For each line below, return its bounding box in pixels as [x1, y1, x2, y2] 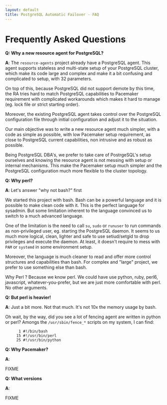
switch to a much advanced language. [5, 213, 84, 219]
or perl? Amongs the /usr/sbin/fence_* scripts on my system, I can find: [5, 319, 155, 325]
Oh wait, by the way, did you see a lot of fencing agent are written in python [5, 314, 161, 320]
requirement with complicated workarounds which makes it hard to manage [5, 96, 161, 102]
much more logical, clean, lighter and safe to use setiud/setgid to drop [5, 234, 150, 240]
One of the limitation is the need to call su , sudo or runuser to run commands [5, 223, 161, 229]
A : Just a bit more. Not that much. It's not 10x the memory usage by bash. [5, 304, 157, 310]
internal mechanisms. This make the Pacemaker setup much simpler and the [5, 162, 162, 168]
